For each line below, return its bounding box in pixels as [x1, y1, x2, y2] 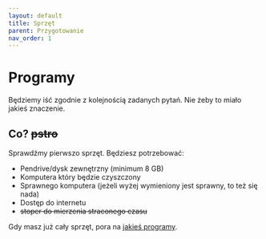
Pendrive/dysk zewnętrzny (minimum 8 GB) [19, 164, 164, 173]
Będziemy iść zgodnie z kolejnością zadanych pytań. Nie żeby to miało [8, 95, 242, 105]
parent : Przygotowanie [8, 26, 84, 34]
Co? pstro [8, 127, 58, 140]
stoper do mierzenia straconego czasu [19, 206, 148, 216]
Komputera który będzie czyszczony [19, 172, 142, 181]
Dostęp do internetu [19, 198, 87, 207]
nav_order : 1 [8, 34, 52, 43]
